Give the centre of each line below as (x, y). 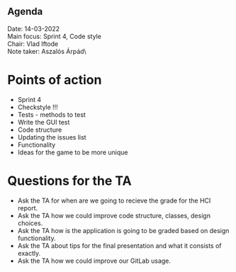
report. (28, 208)
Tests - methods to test (52, 114)
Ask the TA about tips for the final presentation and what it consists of (119, 245)
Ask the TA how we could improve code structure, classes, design (114, 215)
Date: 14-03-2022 (34, 28)
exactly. (29, 253)
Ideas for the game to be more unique (73, 152)
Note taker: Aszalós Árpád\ (47, 51)
